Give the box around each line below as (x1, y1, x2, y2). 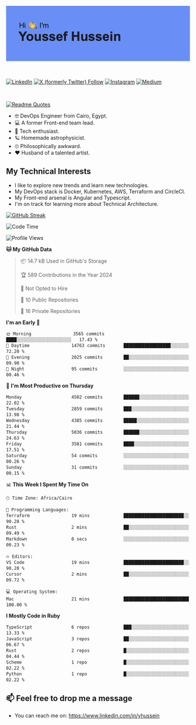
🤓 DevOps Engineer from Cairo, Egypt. (14, 112, 108, 119)
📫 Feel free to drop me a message (6, 693, 133, 703)
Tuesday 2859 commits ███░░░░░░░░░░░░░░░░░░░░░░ (6, 406, 190, 412)
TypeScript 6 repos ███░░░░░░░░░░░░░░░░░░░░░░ (6, 624, 190, 630)
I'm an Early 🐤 (6, 319, 40, 326)
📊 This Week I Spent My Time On (6, 481, 89, 488)
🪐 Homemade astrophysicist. (14, 135, 86, 142)
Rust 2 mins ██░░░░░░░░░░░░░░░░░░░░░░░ (6, 524, 190, 530)
